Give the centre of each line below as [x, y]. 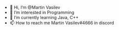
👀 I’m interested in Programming [42, 12]
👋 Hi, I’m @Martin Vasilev [35, 7]
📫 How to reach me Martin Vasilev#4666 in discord [62, 23]
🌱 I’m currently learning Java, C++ [44, 17]
